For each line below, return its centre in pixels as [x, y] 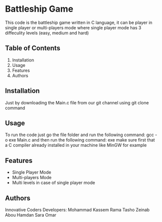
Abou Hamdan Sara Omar [31, 215]
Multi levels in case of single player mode [54, 183]
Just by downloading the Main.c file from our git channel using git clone [77, 102]
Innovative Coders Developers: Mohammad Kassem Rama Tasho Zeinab [77, 210]
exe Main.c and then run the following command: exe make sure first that [82, 140]
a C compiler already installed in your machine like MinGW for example [76, 145]
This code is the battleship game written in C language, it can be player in [79, 22]
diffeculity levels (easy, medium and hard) [47, 33]
